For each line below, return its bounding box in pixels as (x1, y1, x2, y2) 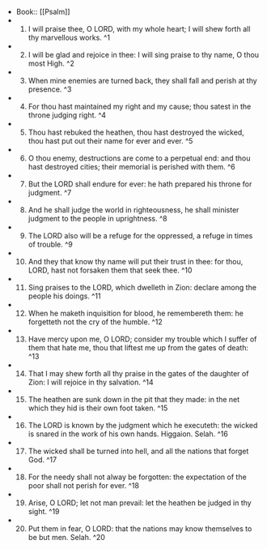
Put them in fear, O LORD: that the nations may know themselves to (28, 524, 252, 534)
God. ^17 (28, 455, 57, 465)
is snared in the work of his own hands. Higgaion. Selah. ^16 (28, 429, 228, 439)
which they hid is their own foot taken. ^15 (28, 403, 168, 413)
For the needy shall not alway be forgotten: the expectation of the (28, 472, 247, 482)
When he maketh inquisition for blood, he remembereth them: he (28, 308, 244, 318)
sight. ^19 (28, 507, 60, 516)
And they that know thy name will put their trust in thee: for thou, (28, 257, 244, 266)
